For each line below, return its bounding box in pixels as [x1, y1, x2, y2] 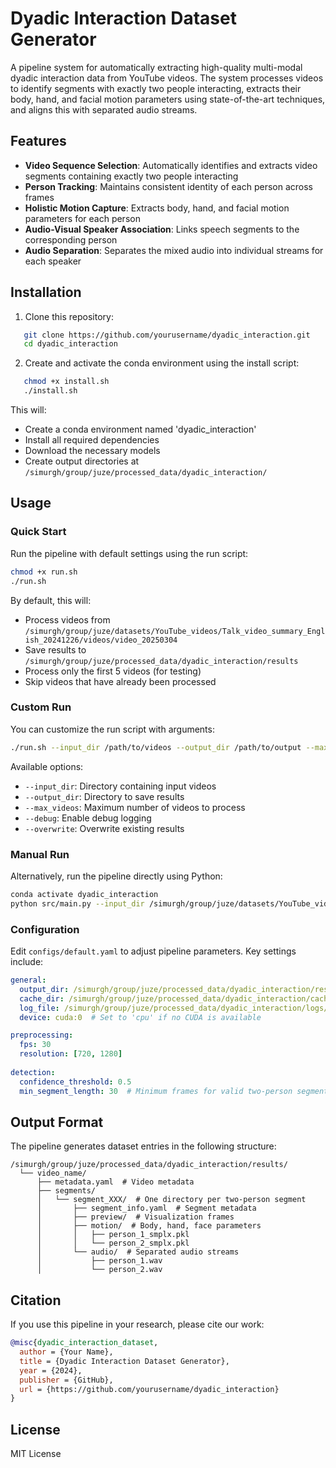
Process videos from [24, 613, 111, 626]
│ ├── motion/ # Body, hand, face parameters [36, 1221, 262, 1231]
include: [10, 956, 44, 968]
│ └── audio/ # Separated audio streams [36, 1247, 240, 1257]
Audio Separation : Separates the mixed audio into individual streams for [24, 244, 324, 256]
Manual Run [10, 847, 70, 861]
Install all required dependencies [24, 434, 160, 446]
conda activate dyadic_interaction [10, 889, 159, 899]
